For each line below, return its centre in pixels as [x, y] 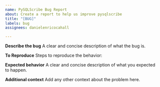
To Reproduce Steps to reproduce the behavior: [54, 55]
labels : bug [17, 23]
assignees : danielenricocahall [37, 28]
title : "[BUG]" [21, 19]
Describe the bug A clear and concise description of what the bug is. [75, 46]
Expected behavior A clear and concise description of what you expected [80, 65]
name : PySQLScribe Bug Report [36, 10]
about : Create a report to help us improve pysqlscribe [64, 14]
